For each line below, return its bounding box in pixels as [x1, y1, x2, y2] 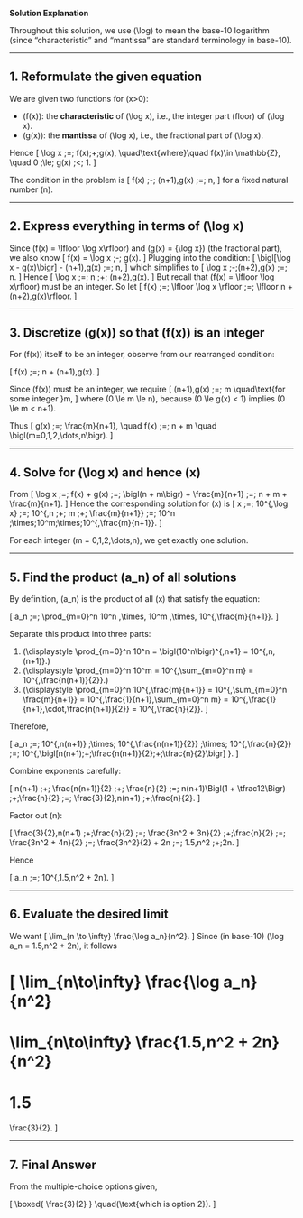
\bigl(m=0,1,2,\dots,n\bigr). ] [9, 430, 114, 441]
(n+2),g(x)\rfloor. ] [9, 291, 78, 301]
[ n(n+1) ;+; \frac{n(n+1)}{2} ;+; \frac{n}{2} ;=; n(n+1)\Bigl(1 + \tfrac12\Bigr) [9, 783, 286, 794]
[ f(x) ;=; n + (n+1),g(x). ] [9, 366, 101, 377]
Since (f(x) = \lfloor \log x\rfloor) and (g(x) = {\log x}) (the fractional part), [9, 243, 282, 254]
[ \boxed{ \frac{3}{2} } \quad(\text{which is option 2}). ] [9, 1199, 216, 1209]
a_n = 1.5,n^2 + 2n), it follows [9, 940, 117, 951]
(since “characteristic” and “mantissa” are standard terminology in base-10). [9, 35, 292, 45]
